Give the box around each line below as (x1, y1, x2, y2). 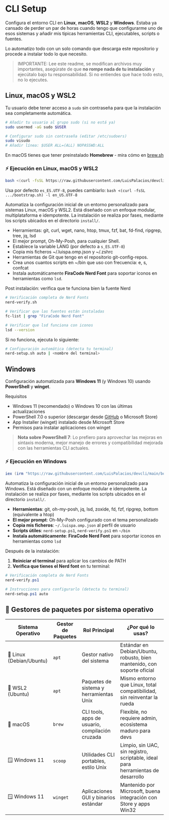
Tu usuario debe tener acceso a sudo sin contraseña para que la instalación (5, 104, 161, 111)
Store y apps (120, 800, 150, 807)
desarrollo (120, 773, 144, 780)
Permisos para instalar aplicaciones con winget (12, 424, 111, 431)
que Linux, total (120, 681, 157, 688)
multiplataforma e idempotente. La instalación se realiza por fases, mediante (5, 212, 163, 218)
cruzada (81, 733, 102, 740)
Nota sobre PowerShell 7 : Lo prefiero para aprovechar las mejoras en (17, 434, 162, 440)
